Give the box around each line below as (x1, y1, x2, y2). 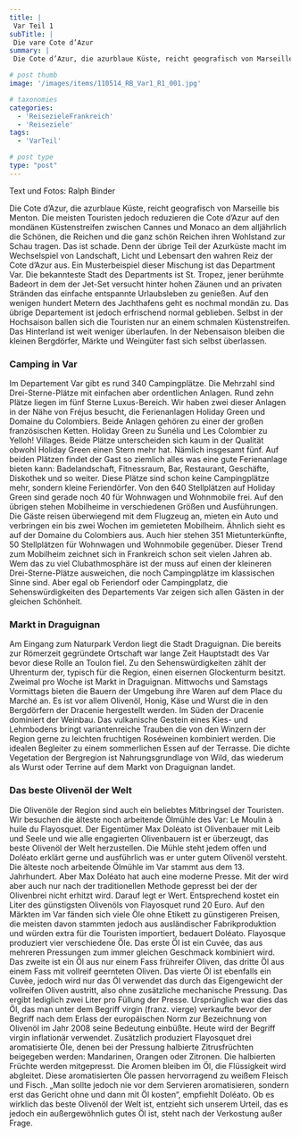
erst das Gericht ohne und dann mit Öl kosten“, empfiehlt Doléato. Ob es (9, 1089, 275, 1100)
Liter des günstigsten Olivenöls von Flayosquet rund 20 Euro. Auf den (9, 899, 265, 910)
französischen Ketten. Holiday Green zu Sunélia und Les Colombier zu (9, 426, 268, 436)
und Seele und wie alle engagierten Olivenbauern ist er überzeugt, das (9, 833, 270, 843)
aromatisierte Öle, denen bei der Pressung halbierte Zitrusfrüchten (9, 1042, 254, 1052)
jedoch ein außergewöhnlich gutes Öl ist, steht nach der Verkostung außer (9, 1108, 283, 1118)
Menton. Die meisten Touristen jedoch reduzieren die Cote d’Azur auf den (9, 212, 279, 223)
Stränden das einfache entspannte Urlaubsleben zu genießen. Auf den (9, 287, 270, 299)
